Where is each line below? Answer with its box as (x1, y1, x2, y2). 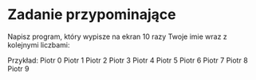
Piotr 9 (7, 63, 30, 73)
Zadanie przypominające (7, 6, 176, 24)
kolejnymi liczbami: (7, 40, 70, 49)
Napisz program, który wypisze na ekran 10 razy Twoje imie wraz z (7, 32, 228, 41)
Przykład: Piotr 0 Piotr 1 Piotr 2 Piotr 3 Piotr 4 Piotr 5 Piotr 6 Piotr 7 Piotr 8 (7, 55, 248, 65)
